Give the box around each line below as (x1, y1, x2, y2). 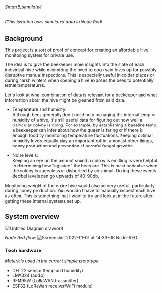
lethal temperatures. (5, 83, 45, 88)
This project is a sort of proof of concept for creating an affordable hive (5, 47, 149, 53)
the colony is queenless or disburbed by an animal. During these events (12, 168, 157, 174)
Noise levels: (12, 152, 38, 158)
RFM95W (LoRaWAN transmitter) (12, 278, 79, 284)
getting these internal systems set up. (5, 198, 81, 204)
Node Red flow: (5, 235, 37, 241)
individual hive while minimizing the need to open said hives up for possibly (5, 67, 157, 73)
